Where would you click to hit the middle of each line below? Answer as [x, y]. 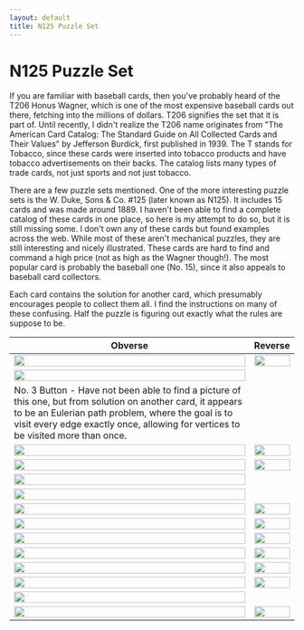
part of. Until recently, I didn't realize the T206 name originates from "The [146, 125]
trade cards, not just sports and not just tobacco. [100, 173]
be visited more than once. [71, 435]
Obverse [130, 346]
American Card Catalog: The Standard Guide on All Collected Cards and [143, 134]
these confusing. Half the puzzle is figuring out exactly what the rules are [146, 314]
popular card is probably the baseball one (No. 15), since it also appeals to [147, 267]
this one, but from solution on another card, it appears [128, 402]
